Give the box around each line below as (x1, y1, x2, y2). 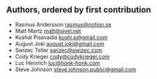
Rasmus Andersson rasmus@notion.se (14, 21, 112, 28)
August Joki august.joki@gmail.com (14, 40, 104, 47)
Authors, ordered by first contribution (6, 5, 152, 15)
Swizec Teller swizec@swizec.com (14, 46, 103, 54)
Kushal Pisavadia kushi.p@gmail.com (14, 33, 108, 41)
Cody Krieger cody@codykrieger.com (14, 52, 110, 60)
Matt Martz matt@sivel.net (14, 27, 82, 34)
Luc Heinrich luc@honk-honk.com (14, 59, 101, 66)
